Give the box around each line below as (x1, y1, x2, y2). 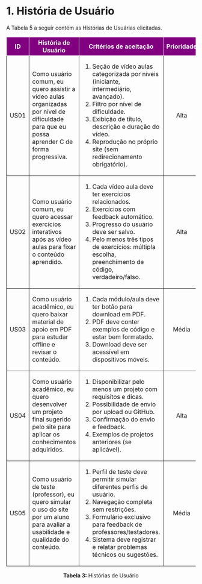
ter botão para (92, 303, 133, 311)
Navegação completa (92, 497, 153, 506)
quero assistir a (32, 84, 76, 93)
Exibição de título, (92, 115, 143, 123)
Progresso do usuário (92, 220, 153, 228)
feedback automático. (92, 212, 155, 221)
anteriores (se (92, 438, 132, 446)
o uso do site (32, 505, 69, 513)
